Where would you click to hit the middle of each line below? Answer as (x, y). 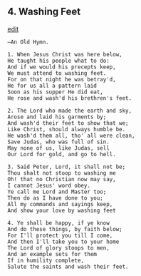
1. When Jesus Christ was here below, (65, 54)
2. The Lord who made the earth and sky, (70, 111)
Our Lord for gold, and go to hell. (62, 154)
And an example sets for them (52, 254)
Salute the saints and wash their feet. (68, 267)
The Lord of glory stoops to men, (59, 248)
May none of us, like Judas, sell (59, 148)
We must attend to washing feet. (57, 73)
